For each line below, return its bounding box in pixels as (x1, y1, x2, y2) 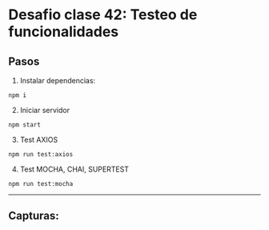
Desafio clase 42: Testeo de (8, 6, 198, 24)
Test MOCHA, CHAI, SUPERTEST (19, 164, 130, 174)
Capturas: (8, 209, 59, 223)
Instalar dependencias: (19, 76, 96, 85)
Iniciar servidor (19, 106, 70, 115)
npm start (8, 121, 42, 129)
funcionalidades (8, 22, 119, 41)
